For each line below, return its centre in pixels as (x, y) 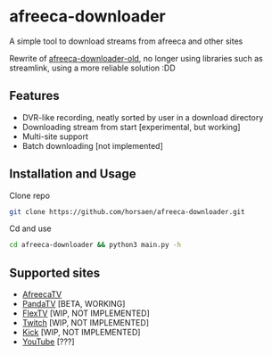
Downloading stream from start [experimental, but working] (131, 127)
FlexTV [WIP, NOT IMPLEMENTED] (86, 313)
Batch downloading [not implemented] (92, 145)
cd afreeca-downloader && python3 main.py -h (95, 245)
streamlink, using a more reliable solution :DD (92, 68)
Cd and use (30, 228)
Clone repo (30, 195)
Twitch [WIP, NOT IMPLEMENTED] (86, 323)
